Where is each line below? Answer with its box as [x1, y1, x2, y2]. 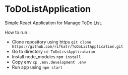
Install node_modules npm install [11, 53, 81, 60]
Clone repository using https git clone [11, 38, 91, 45]
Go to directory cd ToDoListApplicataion [11, 48, 95, 54]
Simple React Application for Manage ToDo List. [4, 20, 103, 26]
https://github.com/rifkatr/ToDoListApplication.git [11, 44, 124, 49]
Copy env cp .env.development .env [11, 59, 86, 65]
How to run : [4, 29, 30, 35]
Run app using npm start [11, 64, 63, 70]
